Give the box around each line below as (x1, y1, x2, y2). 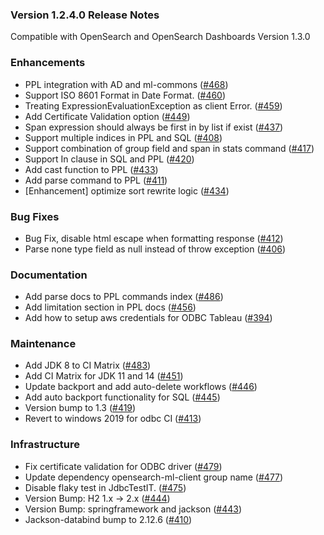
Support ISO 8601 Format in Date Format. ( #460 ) (24, 89, 227, 101)
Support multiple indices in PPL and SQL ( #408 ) (24, 131, 223, 143)
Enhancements (10, 56, 86, 70)
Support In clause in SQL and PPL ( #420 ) (24, 153, 195, 165)
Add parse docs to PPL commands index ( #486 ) (24, 291, 224, 303)
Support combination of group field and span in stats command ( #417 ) (24, 142, 315, 154)
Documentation (10, 268, 88, 282)
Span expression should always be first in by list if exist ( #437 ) (24, 121, 284, 133)
